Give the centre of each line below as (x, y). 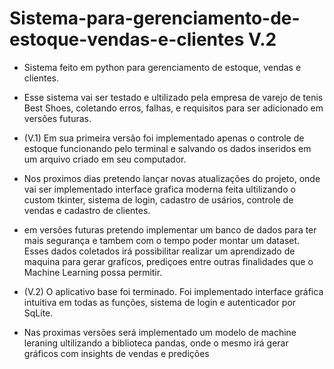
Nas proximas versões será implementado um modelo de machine (160, 332)
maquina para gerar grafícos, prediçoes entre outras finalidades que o (168, 261)
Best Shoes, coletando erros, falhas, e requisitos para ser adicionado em (173, 108)
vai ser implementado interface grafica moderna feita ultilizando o (159, 189)
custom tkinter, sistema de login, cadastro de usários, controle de (158, 199)
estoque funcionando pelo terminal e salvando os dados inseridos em (167, 148)
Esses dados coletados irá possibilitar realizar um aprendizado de (159, 251)
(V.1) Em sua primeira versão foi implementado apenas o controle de (164, 138)
